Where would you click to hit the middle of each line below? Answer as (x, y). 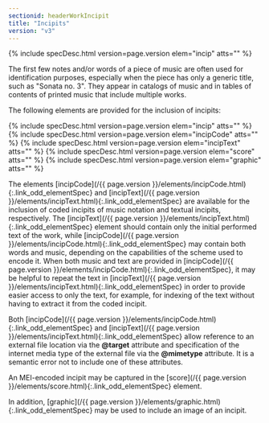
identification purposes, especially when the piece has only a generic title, (131, 78)
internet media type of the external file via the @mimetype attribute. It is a (131, 354)
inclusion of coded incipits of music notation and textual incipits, (114, 210)
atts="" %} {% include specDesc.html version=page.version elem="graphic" (135, 160)
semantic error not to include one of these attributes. (96, 362)
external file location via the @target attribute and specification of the (124, 345)
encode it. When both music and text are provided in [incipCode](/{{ (121, 261)
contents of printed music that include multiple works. (98, 95)
